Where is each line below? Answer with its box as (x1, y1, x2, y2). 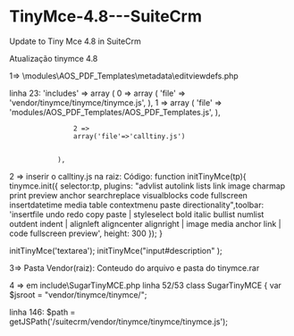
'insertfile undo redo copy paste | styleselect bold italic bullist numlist (9, 208, 265, 220)
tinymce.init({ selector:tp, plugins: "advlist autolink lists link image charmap (9, 181, 286, 191)
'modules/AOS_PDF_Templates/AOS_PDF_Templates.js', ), (9, 106, 221, 117)
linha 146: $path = (9, 307, 76, 317)
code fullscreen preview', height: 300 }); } (9, 228, 164, 239)
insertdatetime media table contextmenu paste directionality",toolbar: (9, 199, 265, 210)
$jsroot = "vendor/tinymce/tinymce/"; (9, 289, 147, 300)
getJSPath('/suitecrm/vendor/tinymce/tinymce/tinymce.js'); (9, 315, 229, 327)
